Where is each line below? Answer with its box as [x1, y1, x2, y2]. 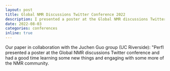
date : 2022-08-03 [5, 21, 42, 26]
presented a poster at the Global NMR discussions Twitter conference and [5, 49, 160, 55]
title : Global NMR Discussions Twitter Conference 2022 [5, 12, 125, 17]
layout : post [5, 7, 33, 12]
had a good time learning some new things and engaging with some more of [5, 55, 164, 60]
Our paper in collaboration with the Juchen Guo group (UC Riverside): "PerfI [5, 44, 164, 50]
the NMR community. [5, 60, 50, 66]
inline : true [5, 30, 33, 35]
